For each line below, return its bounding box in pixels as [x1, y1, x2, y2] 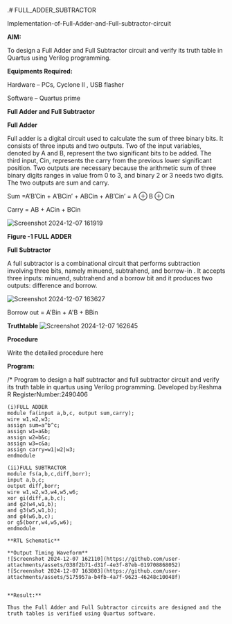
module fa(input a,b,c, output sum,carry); [7, 410, 135, 416]
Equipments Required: [7, 67, 73, 75]
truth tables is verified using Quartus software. [7, 610, 157, 617]
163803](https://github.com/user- [81, 568, 181, 575]
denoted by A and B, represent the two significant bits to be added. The [7, 149, 212, 157]
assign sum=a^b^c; [7, 422, 60, 429]
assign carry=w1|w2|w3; [7, 446, 76, 453]
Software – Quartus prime [7, 94, 81, 102]
